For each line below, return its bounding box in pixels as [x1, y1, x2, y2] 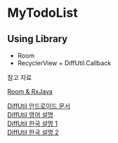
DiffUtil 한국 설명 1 [7, 119, 58, 128]
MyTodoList [7, 5, 79, 21]
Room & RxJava [7, 88, 53, 95]
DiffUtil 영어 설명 [7, 111, 54, 118]
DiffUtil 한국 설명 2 [7, 128, 59, 136]
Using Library [7, 33, 68, 45]
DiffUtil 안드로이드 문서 [7, 102, 71, 110]
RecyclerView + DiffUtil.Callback [17, 59, 112, 67]
